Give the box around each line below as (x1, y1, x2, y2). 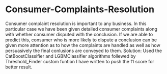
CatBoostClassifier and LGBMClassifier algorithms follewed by (5, 53, 136, 59)
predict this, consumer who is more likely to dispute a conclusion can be (5, 37, 157, 43)
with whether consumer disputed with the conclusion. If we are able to (5, 31, 153, 37)
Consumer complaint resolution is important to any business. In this (5, 20, 147, 27)
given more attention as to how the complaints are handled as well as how (5, 42, 160, 48)
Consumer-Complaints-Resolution (5, 4, 154, 15)
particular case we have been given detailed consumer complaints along (5, 26, 158, 32)
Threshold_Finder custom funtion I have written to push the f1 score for (5, 58, 154, 64)
